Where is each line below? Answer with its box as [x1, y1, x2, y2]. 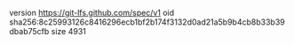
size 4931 [51, 26, 86, 36]
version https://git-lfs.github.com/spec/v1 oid [9, 8, 175, 18]
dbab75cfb [9, 26, 50, 36]
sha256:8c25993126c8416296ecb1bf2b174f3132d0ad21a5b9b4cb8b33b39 [9, 17, 286, 27]
